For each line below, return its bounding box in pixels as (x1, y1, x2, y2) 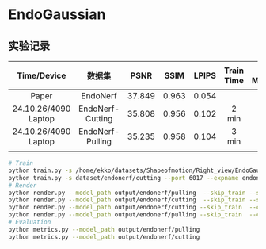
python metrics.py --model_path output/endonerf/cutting (8, 232, 200, 241)
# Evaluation (8, 218, 51, 226)
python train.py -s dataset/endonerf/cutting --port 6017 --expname (8, 174, 239, 182)
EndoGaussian (8, 6, 106, 24)
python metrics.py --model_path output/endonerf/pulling (8, 225, 200, 233)
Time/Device (17, 70, 66, 81)
